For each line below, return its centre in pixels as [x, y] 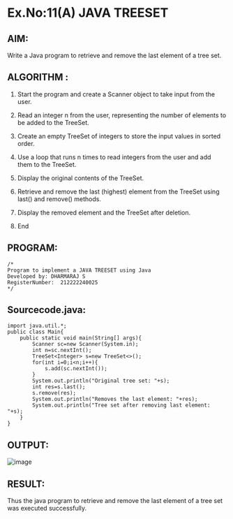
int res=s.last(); [59, 387]
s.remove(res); [54, 393]
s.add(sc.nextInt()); [76, 369]
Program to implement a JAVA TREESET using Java [79, 270]
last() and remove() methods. [59, 199]
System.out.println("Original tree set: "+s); [101, 381]
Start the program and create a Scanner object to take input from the [116, 94]
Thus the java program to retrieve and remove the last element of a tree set [115, 501]
